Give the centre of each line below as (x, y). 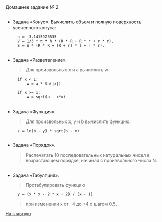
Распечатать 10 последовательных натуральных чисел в (87, 155)
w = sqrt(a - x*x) (46, 97)
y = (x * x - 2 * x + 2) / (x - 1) (55, 194)
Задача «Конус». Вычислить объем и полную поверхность (77, 22)
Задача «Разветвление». (40, 60)
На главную (18, 214)
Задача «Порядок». (34, 145)
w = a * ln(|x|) (44, 84)
